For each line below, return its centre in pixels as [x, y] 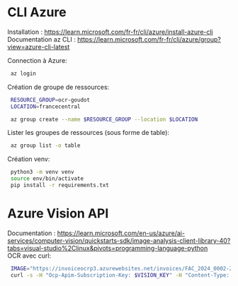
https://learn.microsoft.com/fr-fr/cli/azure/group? [149, 39]
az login [23, 73]
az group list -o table [45, 145]
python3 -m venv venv [42, 172]
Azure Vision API [58, 214]
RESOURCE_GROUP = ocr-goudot [50, 100]
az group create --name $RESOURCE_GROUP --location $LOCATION [104, 119]
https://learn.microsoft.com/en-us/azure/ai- [121, 233]
